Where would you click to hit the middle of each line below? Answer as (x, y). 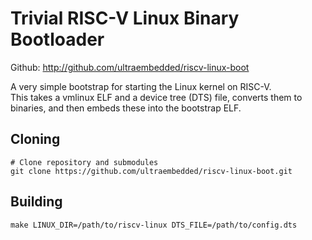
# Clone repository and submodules (84, 162)
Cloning (35, 139)
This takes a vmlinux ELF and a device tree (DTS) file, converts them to (156, 97)
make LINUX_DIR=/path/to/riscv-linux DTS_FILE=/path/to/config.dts (154, 225)
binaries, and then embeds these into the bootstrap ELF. (126, 108)
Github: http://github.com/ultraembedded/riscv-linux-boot (130, 67)
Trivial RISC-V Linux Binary (125, 18)
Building (36, 202)
